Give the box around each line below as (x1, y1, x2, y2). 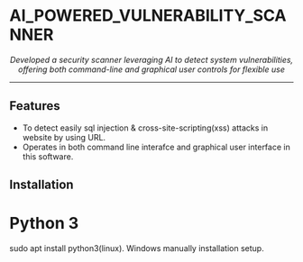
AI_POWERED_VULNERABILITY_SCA (9, 5, 287, 26)
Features (9, 98, 60, 113)
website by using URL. (22, 131, 106, 142)
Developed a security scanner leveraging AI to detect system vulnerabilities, (9, 54, 294, 65)
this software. (22, 150, 74, 162)
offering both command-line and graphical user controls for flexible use (17, 64, 286, 75)
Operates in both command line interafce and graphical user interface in (22, 141, 290, 152)
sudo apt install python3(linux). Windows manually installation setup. (9, 243, 264, 254)
